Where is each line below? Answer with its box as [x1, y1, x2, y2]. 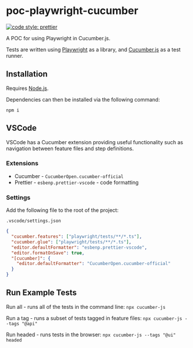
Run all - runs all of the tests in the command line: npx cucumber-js [6, 303, 166, 310]
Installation [6, 69, 48, 79]
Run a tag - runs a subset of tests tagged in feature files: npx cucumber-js [6, 314, 183, 322]
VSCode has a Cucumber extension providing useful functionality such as [6, 138, 184, 145]
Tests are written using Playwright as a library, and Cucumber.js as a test [6, 46, 181, 53]
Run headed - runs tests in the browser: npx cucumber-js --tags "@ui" [6, 331, 176, 338]
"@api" [21, 321, 38, 326]
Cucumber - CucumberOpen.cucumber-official [14, 172, 124, 179]
